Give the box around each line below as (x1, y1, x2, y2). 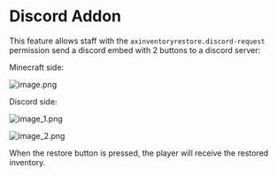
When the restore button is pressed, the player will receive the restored (9, 148, 269, 158)
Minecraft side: (9, 62, 65, 73)
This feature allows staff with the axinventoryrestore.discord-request (9, 35, 265, 46)
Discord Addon (9, 6, 122, 27)
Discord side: (9, 96, 58, 107)
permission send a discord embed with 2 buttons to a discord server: (9, 44, 261, 55)
